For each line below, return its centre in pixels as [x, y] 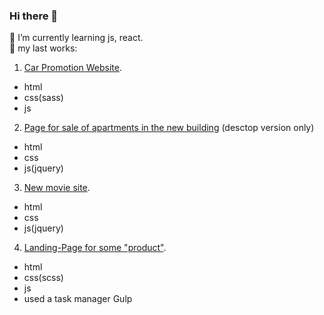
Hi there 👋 [34, 16]
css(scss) [43, 278]
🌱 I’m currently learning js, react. [76, 38]
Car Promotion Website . [72, 68]
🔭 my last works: [43, 48]
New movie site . [57, 188]
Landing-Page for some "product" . [95, 248]
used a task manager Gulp [78, 299]
